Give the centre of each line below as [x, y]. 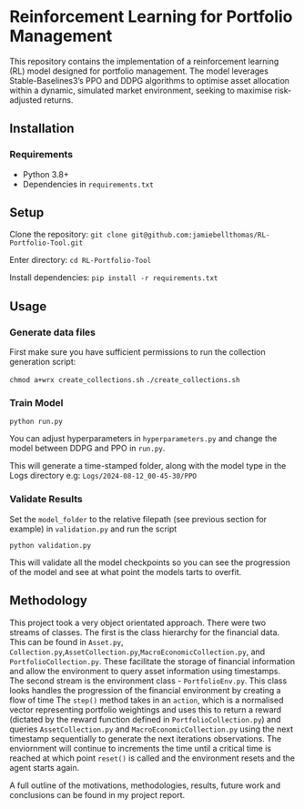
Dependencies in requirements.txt [88, 184]
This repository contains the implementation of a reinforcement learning [144, 61]
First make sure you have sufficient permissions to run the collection [137, 352]
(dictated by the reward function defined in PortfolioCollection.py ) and [145, 719]
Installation [42, 129]
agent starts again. [45, 767]
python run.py [36, 422]
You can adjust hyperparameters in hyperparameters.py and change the [143, 439]
